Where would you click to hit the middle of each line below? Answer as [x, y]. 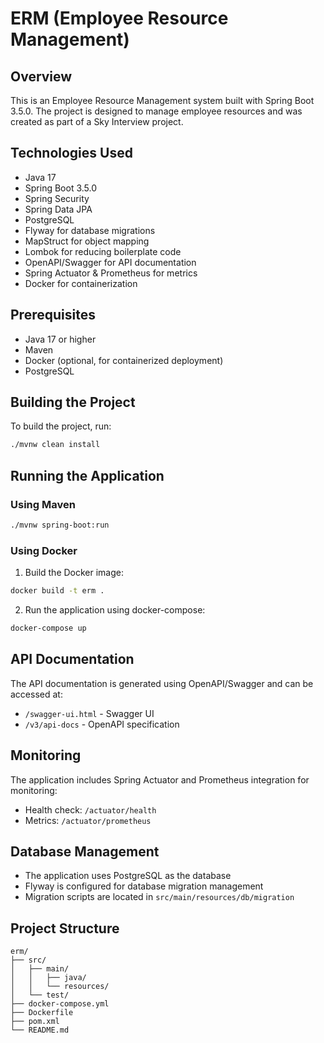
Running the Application [87, 475]
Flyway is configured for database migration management [144, 886]
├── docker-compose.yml [60, 1004]
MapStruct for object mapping [87, 241]
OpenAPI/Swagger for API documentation [110, 262]
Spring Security [57, 198]
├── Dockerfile [42, 1013]
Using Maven [43, 504]
